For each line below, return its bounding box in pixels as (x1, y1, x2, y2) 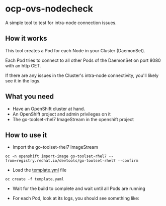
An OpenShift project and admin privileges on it (12, 111, 111, 117)
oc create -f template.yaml (5, 177, 64, 182)
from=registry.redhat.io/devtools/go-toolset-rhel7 (5, 158, 116, 163)
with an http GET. (5, 62, 41, 68)
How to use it (5, 131, 47, 139)
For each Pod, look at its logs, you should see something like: (12, 195, 140, 201)
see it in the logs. (5, 77, 41, 83)
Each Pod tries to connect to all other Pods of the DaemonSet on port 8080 (5, 57, 161, 63)
